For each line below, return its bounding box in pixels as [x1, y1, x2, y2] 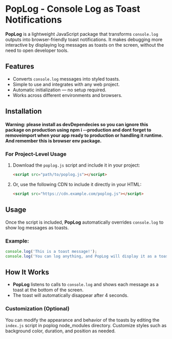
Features [5, 62, 34, 71]
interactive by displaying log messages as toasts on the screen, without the [5, 42, 164, 48]
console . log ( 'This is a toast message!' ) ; [5, 249, 97, 254]
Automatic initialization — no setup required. [12, 87, 106, 93]
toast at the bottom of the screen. [12, 287, 83, 293]
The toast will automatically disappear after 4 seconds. [12, 292, 129, 298]
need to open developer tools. [5, 47, 69, 53]
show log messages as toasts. [5, 224, 69, 231]
